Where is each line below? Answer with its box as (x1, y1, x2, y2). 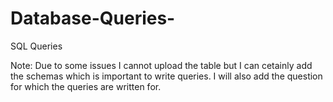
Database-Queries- (10, 7, 176, 30)
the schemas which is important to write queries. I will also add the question (10, 70, 323, 82)
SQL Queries (10, 40, 63, 52)
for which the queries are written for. (10, 80, 162, 92)
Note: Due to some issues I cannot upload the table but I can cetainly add (10, 59, 313, 71)
